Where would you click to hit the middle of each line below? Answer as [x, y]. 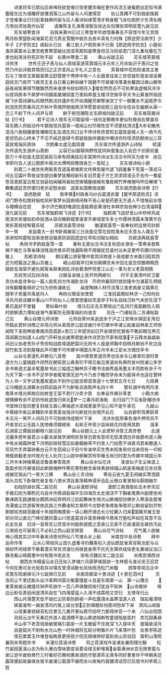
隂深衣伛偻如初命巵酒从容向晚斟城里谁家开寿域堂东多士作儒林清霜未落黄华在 [83, 219]
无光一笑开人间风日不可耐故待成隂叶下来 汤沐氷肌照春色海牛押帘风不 [84, 418]
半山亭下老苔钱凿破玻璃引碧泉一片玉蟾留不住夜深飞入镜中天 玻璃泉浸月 [88, 624]
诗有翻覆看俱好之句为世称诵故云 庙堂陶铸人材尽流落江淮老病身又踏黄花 [82, 287]
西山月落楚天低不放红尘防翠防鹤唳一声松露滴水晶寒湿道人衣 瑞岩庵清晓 [88, 599]
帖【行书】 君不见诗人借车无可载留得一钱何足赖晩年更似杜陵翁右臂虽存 [82, 119]
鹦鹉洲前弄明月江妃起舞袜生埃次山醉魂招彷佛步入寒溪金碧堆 [101, 499]
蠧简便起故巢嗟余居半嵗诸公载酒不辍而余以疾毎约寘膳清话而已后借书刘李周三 [83, 661]
